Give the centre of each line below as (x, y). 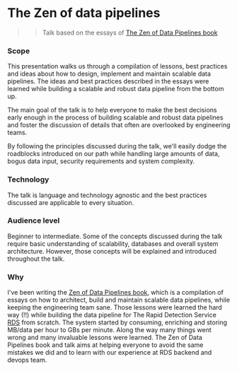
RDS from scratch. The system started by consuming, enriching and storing (117, 322)
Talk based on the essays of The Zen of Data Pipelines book (130, 33)
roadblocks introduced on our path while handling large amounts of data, (114, 154)
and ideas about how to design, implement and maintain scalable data (109, 74)
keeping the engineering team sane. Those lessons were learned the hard (115, 307)
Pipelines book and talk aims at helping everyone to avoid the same (105, 345)
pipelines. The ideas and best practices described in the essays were (108, 81)
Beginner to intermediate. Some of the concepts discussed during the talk (115, 236)
